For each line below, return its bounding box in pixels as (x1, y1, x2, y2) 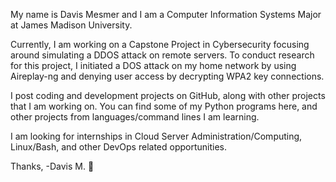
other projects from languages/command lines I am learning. (10, 111, 260, 123)
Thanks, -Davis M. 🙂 (10, 160, 95, 172)
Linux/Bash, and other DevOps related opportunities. (10, 141, 228, 153)
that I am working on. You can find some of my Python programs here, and (10, 100, 318, 112)
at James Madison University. (10, 19, 133, 31)
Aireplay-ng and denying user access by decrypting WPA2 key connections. (10, 70, 325, 82)
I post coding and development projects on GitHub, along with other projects (10, 90, 326, 101)
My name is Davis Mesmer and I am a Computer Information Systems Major (10, 9, 322, 20)
